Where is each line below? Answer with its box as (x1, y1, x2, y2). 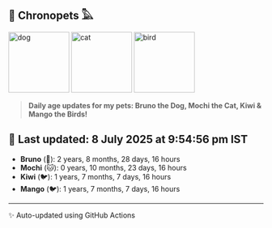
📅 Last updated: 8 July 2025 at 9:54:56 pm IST (8, 133, 249, 146)
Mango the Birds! (28, 109, 87, 119)
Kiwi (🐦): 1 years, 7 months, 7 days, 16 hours (19, 171, 172, 181)
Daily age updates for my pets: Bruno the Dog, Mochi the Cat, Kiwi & (28, 100, 262, 110)
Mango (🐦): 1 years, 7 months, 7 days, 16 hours (19, 184, 181, 193)
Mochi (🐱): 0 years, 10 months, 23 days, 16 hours (19, 163, 188, 172)
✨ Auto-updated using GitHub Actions (8, 210, 136, 220)
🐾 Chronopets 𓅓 (8, 9, 94, 23)
